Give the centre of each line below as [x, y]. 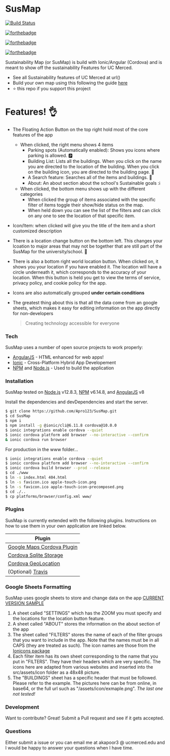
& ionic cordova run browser [36, 439]
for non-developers [33, 313]
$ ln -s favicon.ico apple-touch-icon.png [51, 482]
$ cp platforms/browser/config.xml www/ [49, 496]
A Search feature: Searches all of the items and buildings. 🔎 [90, 177]
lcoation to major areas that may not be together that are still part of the [87, 246]
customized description [37, 231]
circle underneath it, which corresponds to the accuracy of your [79, 272]
